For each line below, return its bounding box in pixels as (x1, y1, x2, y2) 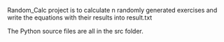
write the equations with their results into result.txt (7, 13, 153, 22)
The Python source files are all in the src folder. (7, 27, 143, 35)
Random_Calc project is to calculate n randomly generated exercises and (7, 6, 218, 14)
